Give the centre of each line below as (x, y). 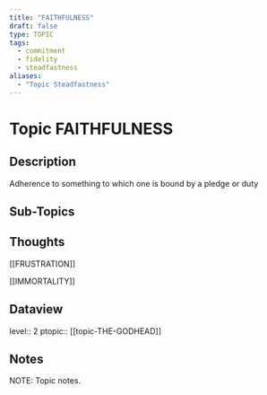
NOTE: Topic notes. (45, 381)
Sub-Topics (42, 212)
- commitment (42, 51)
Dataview (36, 309)
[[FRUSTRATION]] (43, 263)
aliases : (26, 76)
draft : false (34, 26)
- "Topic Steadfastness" (64, 84)
